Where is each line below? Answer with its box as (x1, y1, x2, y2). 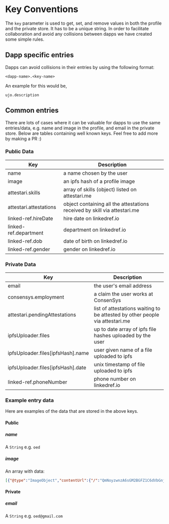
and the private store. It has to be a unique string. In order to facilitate (5, 25, 149, 31)
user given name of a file (94, 346, 152, 353)
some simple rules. (5, 36, 44, 42)
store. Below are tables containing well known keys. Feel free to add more (5, 130, 158, 136)
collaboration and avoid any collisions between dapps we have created (5, 31, 152, 37)
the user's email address (94, 282, 152, 289)
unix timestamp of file (94, 361, 145, 368)
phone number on (94, 376, 136, 383)
